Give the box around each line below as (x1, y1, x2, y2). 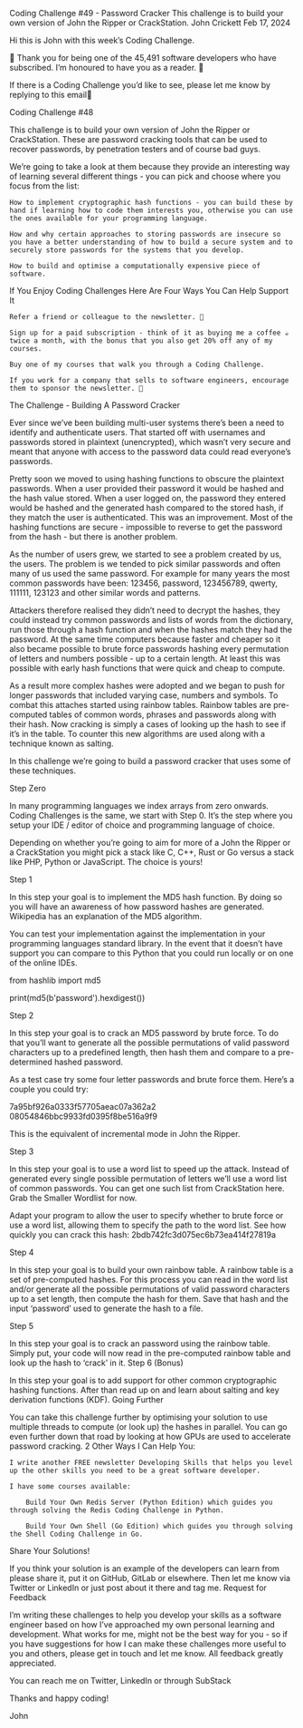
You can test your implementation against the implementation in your (9, 928, 266, 939)
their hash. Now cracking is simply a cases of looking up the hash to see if (9, 719, 287, 729)
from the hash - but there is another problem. (9, 531, 178, 542)
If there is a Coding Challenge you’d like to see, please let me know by (9, 80, 271, 90)
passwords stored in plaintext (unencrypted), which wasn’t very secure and (9, 437, 291, 447)
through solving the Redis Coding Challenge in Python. (9, 1506, 224, 1515)
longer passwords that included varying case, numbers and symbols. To (9, 690, 279, 701)
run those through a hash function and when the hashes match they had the (9, 625, 292, 635)
